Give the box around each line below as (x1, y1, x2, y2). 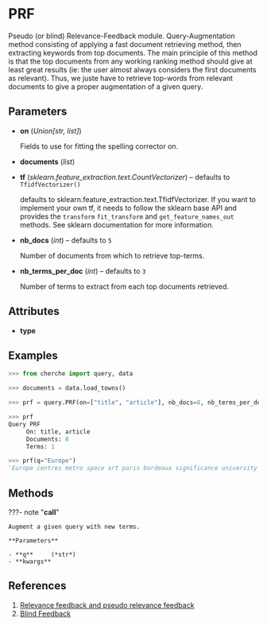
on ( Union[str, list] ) (19, 126, 82, 135)
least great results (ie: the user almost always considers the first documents (8, 64, 257, 74)
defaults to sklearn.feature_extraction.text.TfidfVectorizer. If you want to (19, 194, 257, 204)
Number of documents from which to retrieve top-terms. (19, 251, 205, 260)
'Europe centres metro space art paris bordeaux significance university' (8, 465, 261, 472)
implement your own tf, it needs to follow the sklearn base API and (19, 203, 237, 212)
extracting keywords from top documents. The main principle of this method (8, 48, 258, 57)
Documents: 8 (25, 435, 69, 443)
